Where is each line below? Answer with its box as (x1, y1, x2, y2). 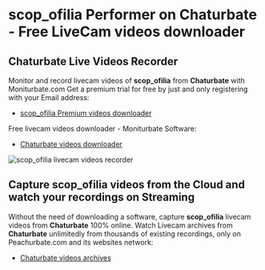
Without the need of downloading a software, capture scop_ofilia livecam (8, 212, 251, 221)
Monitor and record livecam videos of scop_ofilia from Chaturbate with (8, 76, 246, 85)
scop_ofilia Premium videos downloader (19, 108, 152, 118)
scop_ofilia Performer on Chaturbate (8, 6, 258, 24)
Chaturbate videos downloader (19, 139, 122, 149)
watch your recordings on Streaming (8, 191, 195, 204)
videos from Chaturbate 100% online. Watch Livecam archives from (8, 220, 234, 230)
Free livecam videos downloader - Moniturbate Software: (8, 124, 197, 133)
